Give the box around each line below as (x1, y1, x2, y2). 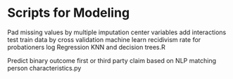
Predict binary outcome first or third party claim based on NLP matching (7, 56, 217, 64)
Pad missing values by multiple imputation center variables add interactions (7, 28, 227, 36)
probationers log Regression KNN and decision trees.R (7, 43, 165, 51)
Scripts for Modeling (7, 5, 130, 21)
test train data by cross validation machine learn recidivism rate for (7, 35, 201, 43)
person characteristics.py (7, 64, 82, 72)
